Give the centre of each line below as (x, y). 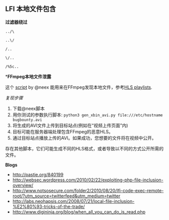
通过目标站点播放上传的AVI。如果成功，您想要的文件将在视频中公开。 (84, 138)
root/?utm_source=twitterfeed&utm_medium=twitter (66, 196)
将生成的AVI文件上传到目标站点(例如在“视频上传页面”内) (70, 125)
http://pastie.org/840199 (38, 174)
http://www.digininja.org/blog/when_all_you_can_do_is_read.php (79, 211)
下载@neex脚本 (29, 108)
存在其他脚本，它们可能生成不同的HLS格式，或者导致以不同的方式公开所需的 (84, 148)
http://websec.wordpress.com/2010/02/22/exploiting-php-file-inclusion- (88, 180)
